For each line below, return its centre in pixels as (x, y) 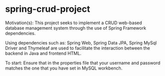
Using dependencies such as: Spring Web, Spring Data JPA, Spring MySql (81, 42)
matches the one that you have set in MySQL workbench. (64, 68)
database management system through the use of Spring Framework (76, 28)
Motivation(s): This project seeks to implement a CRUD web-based (74, 23)
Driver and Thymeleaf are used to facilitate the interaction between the (78, 48)
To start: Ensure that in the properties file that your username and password (83, 63)
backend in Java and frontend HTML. (43, 53)
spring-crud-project (48, 9)
